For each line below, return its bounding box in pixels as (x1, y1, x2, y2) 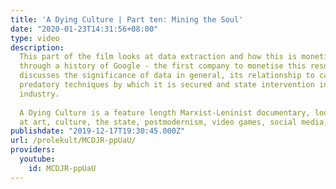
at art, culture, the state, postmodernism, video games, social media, (19, 117, 329, 127)
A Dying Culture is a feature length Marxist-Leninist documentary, (19, 107, 311, 118)
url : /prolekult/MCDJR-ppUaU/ (10, 136, 137, 146)
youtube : (19, 154, 56, 164)
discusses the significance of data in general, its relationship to (19, 71, 315, 81)
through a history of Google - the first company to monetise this (19, 61, 307, 71)
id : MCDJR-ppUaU (28, 163, 97, 173)
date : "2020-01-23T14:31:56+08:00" (10, 24, 159, 34)
